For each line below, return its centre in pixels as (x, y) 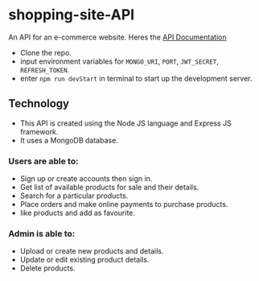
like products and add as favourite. (77, 213)
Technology (39, 103)
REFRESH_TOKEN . (45, 69)
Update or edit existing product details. (84, 260)
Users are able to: (43, 161)
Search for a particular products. (74, 196)
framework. (39, 131)
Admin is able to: (42, 233)
